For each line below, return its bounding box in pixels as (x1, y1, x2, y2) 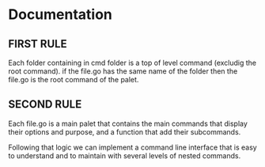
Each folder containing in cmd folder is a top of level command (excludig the (8, 58, 257, 67)
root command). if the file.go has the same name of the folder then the (8, 66, 238, 76)
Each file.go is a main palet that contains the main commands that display (8, 119, 248, 128)
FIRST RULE (8, 37, 67, 51)
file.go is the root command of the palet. (8, 75, 139, 84)
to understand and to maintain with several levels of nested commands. (8, 150, 241, 160)
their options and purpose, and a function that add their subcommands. (8, 127, 241, 136)
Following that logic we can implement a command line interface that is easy (8, 142, 257, 152)
